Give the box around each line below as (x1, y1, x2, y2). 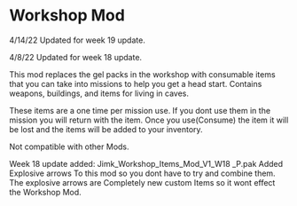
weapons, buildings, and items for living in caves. (9, 88, 189, 99)
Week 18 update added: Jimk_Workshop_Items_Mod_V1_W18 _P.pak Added (9, 158, 284, 169)
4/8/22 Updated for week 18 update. (9, 51, 143, 62)
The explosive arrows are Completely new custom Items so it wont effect (9, 177, 276, 187)
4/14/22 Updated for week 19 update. (9, 35, 146, 45)
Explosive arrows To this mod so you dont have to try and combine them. (9, 168, 277, 178)
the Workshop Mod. (9, 186, 82, 197)
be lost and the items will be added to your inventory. (9, 123, 203, 134)
